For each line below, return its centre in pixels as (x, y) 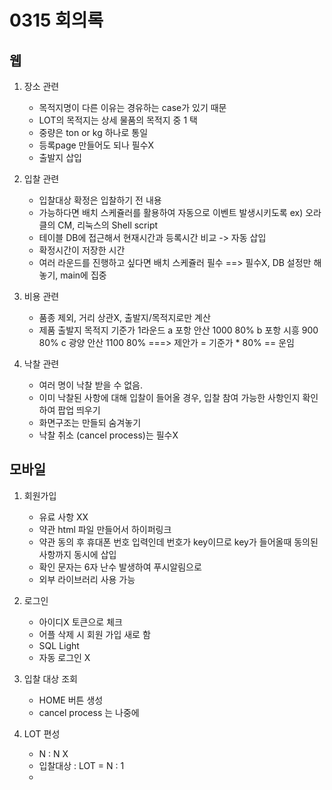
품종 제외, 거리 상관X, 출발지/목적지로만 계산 (124, 317)
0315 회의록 (56, 20)
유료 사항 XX (63, 517)
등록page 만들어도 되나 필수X (96, 145)
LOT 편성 (42, 733)
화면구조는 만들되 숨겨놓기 (90, 422)
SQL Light (59, 645)
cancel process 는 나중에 (89, 712)
